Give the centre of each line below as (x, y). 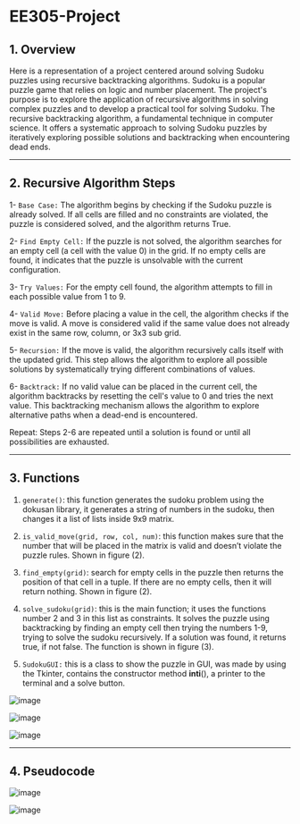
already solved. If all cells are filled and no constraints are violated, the (139, 214)
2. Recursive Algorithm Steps (92, 184)
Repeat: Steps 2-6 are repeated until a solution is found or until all (130, 432)
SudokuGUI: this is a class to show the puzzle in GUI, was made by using (154, 664)
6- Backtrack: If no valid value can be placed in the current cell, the (133, 386)
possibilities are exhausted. (59, 441)
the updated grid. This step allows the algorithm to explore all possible (138, 359)
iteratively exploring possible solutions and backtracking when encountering (150, 137)
